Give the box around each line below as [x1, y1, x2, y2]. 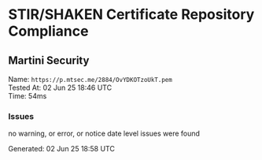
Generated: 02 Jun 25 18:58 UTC [8, 144, 116, 154]
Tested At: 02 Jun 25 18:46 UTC [8, 83, 113, 92]
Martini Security [8, 54, 90, 67]
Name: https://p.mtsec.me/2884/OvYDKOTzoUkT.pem [8, 75, 173, 84]
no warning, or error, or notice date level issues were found [8, 128, 201, 139]
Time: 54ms [8, 91, 47, 100]
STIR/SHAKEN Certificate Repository [8, 6, 255, 24]
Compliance [8, 22, 89, 40]
